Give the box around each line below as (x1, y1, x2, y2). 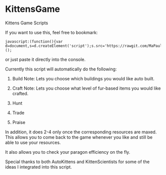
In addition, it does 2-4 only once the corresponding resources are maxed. (5, 129, 157, 135)
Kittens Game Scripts (5, 20, 48, 26)
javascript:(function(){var (5, 39, 63, 44)
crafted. (12, 90, 29, 96)
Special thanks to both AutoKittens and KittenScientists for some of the (5, 159, 150, 165)
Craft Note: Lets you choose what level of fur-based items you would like (12, 85, 161, 91)
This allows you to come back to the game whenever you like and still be (5, 134, 153, 140)
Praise (12, 119, 26, 125)
